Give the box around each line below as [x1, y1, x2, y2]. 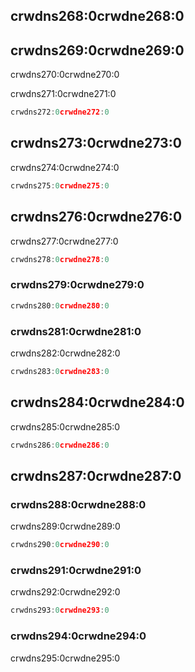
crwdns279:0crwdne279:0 [10, 278, 145, 292]
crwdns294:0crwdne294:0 [10, 629, 147, 643]
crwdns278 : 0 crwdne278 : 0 [10, 254, 110, 264]
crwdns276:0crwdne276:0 [10, 209, 183, 226]
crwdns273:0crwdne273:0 [10, 135, 182, 152]
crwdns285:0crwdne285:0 [10, 420, 121, 433]
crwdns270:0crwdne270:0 [10, 69, 120, 81]
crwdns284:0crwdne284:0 [10, 394, 185, 411]
